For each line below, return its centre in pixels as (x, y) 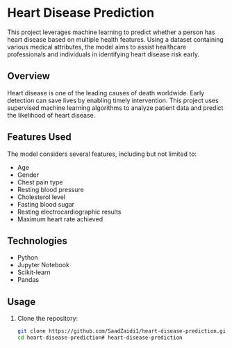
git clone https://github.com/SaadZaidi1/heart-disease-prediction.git (123, 331)
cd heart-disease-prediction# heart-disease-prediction (100, 338)
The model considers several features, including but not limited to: (102, 154)
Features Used (39, 137)
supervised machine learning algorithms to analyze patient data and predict (115, 108)
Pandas (28, 280)
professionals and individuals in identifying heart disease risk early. (103, 54)
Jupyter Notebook (43, 265)
